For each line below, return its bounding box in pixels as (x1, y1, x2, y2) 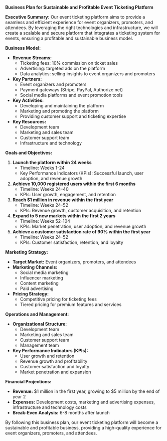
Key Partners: (12, 76, 42, 82)
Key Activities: (12, 97, 44, 103)
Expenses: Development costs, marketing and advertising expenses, (12, 399, 155, 405)
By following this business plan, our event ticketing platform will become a (5, 419, 158, 425)
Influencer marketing (20, 275, 64, 280)
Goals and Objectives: (5, 150, 53, 156)
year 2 (12, 394, 26, 399)
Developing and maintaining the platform (20, 103, 104, 108)
